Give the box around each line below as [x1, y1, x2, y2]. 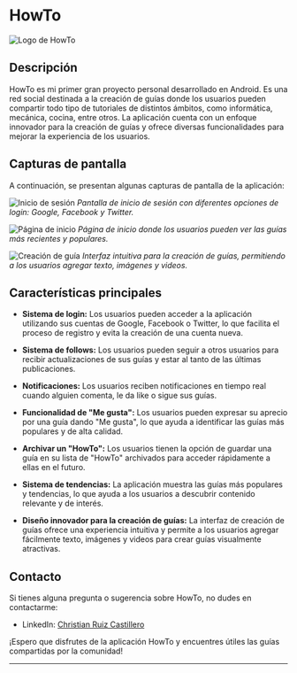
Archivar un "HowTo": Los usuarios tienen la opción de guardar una [21, 444, 272, 454]
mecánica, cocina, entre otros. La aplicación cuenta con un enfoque [9, 112, 257, 122]
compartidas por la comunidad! [9, 646, 124, 656]
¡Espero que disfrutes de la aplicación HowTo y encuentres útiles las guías [9, 637, 280, 647]
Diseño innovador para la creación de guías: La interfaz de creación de [21, 515, 285, 526]
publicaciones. [21, 364, 76, 375]
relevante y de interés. [21, 498, 104, 509]
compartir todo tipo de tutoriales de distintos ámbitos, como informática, [9, 103, 273, 113]
